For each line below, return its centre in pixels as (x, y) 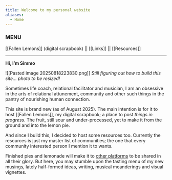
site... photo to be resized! (33, 78)
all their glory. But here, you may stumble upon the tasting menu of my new (84, 161)
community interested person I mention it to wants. (59, 146)
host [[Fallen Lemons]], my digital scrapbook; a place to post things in (79, 114)
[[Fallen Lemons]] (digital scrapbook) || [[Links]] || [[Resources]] (73, 48)
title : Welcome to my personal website (48, 10)
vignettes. (16, 172)
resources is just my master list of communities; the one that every (76, 140)
